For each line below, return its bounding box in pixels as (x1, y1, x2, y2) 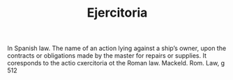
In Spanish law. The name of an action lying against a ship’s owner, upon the (7, 44, 227, 53)
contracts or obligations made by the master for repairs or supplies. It (7, 51, 207, 60)
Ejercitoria (87, 5, 148, 21)
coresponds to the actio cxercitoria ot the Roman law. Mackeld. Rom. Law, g (7, 59, 225, 67)
